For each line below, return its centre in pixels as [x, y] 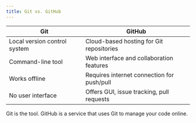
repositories [102, 49]
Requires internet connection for [129, 75]
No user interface [33, 95]
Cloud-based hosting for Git [124, 41]
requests [97, 99]
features [97, 65]
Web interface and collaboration [129, 58]
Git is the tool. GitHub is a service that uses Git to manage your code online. [97, 113]
